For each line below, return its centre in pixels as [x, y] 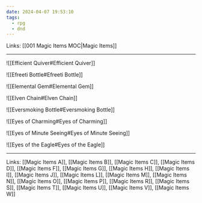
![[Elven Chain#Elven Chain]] [42, 98]
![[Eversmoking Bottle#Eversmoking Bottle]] [61, 110]
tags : [13, 17]
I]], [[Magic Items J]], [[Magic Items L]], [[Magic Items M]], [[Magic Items [97, 175]
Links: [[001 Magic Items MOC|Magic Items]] [62, 46]
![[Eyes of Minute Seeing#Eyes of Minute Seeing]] [68, 133]
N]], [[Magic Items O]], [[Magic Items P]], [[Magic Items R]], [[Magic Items [98, 181]
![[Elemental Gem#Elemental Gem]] [50, 86]
